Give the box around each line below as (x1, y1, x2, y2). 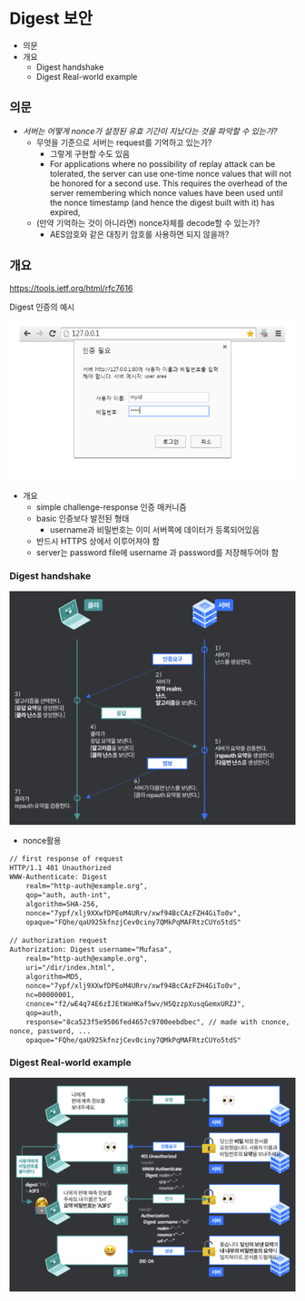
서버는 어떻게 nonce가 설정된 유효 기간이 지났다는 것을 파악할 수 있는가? (22, 125, 278, 136)
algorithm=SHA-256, (25, 899, 100, 908)
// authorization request (9, 935, 107, 944)
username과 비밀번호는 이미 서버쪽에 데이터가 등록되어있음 (49, 523, 261, 535)
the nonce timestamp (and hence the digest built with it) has (49, 197, 275, 208)
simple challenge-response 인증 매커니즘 (35, 501, 187, 513)
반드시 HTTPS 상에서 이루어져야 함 (35, 535, 161, 546)
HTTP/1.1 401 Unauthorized (9, 863, 112, 872)
